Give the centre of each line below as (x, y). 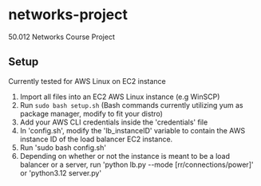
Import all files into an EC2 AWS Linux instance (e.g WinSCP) (120, 97)
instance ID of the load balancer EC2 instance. (96, 139)
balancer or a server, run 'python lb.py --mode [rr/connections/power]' (136, 164)
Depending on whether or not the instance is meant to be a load (125, 156)
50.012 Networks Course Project (62, 37)
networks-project (68, 15)
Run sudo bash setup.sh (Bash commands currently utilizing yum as (131, 105)
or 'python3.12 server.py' (61, 172)
